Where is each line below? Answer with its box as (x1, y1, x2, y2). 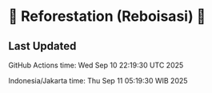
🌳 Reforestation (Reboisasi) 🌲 (8, 7, 206, 26)
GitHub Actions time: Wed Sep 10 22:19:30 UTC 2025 (8, 60, 184, 70)
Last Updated (8, 39, 77, 53)
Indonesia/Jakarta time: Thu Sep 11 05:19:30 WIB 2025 (8, 76, 188, 85)
